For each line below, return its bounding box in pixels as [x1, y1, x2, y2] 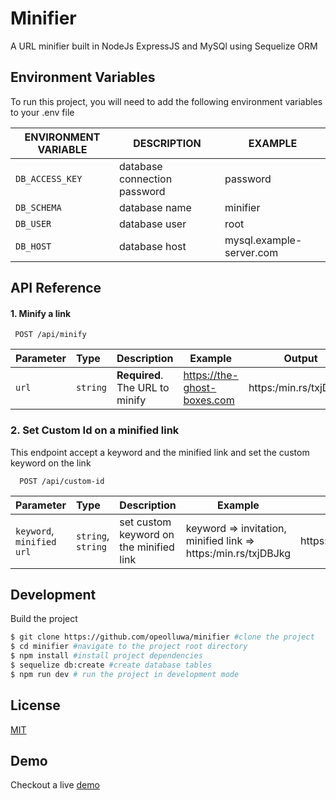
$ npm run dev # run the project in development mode [10, 669, 240, 679]
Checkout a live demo [10, 779, 100, 791]
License [10, 697, 61, 714]
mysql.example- [224, 233, 303, 247]
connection [118, 172, 173, 186]
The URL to [116, 381, 170, 395]
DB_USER [15, 218, 52, 229]
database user [118, 217, 187, 231]
